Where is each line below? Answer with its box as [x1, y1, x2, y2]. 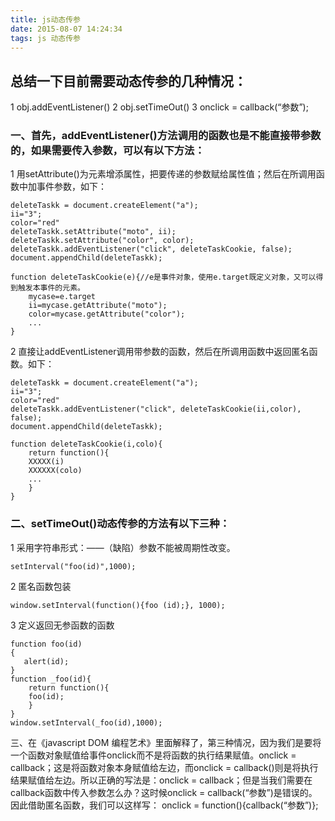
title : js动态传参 [10, 14, 82, 25]
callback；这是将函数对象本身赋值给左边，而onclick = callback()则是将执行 [10, 761, 319, 773]
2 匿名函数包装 [10, 580, 72, 592]
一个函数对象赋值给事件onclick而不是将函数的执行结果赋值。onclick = [10, 749, 297, 761]
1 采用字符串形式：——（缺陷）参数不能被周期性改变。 [10, 541, 236, 553]
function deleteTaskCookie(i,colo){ [10, 439, 163, 450]
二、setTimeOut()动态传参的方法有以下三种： [10, 517, 230, 531]
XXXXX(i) [28, 457, 65, 467]
